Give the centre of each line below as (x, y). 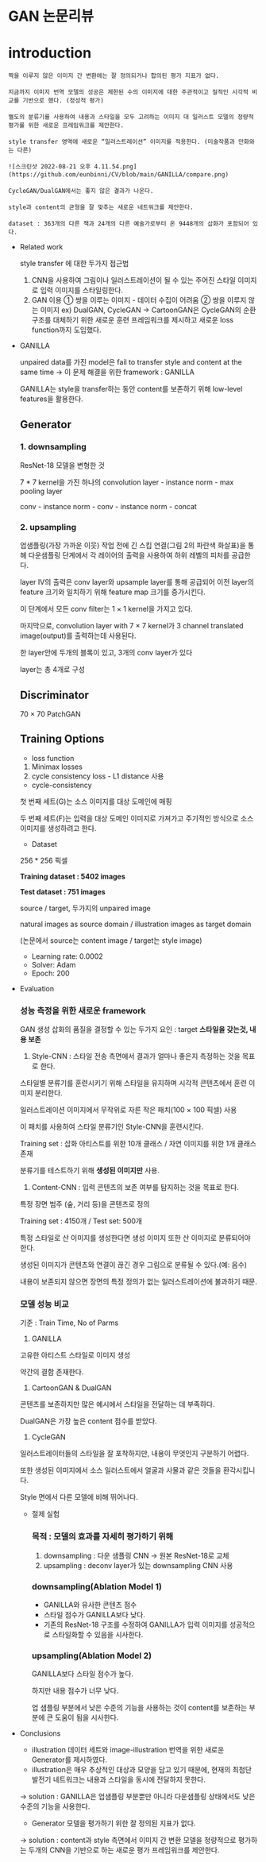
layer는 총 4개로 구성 (52, 670)
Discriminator (54, 695)
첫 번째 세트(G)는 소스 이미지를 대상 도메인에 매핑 (96, 801)
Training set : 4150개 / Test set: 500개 (81, 1221)
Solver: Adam (54, 964)
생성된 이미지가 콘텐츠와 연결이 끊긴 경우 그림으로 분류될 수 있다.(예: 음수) (133, 1265)
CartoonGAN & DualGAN (71, 1388)
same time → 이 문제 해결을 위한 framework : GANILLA (107, 372)
